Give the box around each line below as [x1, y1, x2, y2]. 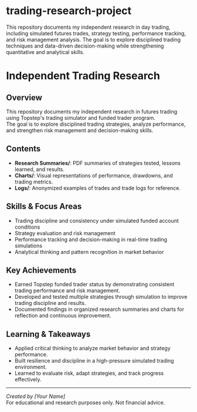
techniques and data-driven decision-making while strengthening [6, 42, 164, 49]
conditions [14, 223, 40, 230]
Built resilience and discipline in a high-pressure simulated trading [14, 357, 174, 364]
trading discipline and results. [14, 300, 86, 307]
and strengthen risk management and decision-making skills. [6, 126, 154, 133]
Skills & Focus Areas [6, 202, 82, 212]
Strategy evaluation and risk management [14, 229, 116, 236]
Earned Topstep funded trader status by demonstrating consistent [14, 281, 175, 288]
